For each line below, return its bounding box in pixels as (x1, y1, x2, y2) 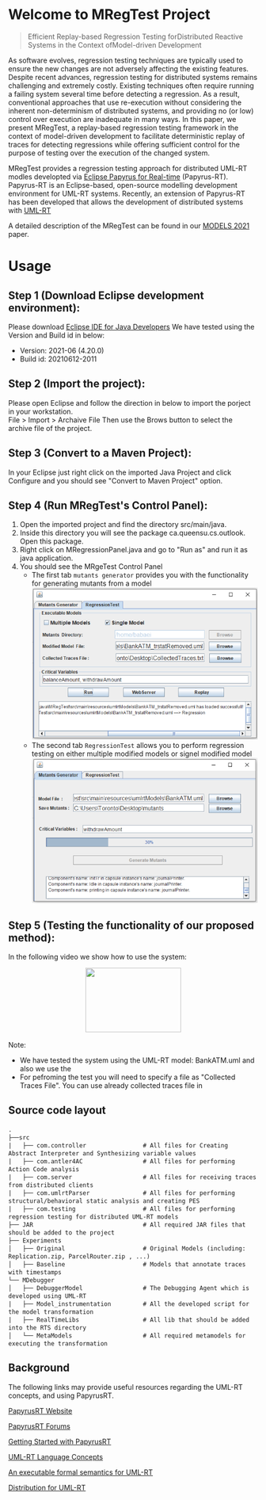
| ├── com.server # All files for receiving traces (8, 1173, 257, 1181)
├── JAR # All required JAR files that (8, 1220, 246, 1229)
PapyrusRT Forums (8, 1421, 71, 1431)
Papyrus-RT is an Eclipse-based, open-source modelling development (8, 180, 237, 189)
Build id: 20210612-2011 (19, 354, 97, 364)
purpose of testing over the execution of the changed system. (8, 148, 210, 158)
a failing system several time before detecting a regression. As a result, (8, 89, 240, 98)
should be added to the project (8, 1228, 115, 1237)
